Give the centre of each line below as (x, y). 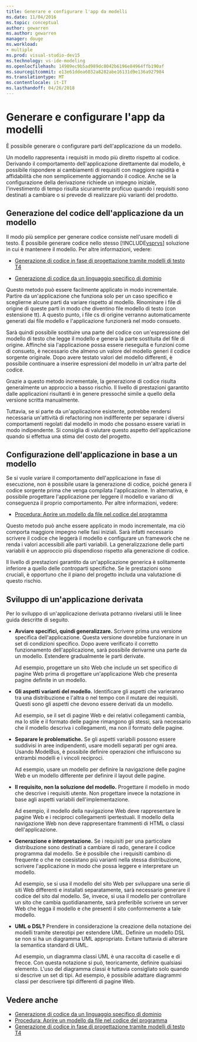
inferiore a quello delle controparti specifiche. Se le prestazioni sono (89, 569)
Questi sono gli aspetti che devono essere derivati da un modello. (94, 704)
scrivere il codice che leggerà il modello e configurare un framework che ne (98, 538)
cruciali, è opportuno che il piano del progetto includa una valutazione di (94, 575)
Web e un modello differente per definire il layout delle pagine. (90, 776)
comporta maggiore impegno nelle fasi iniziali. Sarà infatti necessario (90, 532)
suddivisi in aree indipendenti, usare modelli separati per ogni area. (96, 746)
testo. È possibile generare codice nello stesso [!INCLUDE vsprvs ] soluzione (98, 243)
